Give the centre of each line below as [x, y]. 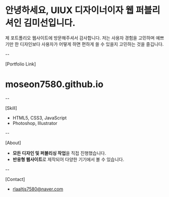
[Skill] [11, 108]
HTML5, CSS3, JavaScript [40, 118]
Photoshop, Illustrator [35, 123]
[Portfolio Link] [21, 64]
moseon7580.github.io [54, 84]
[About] [13, 143]
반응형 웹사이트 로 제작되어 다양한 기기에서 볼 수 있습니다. [68, 159]
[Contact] [15, 179]
